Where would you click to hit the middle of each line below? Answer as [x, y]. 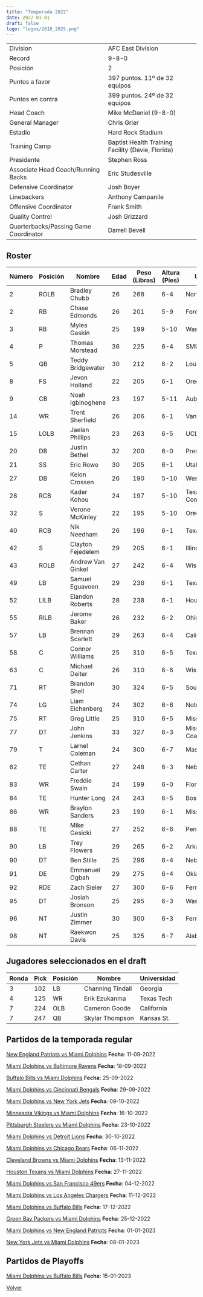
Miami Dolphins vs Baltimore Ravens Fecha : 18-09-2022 [76, 1066]
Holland [81, 385]
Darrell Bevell [127, 230]
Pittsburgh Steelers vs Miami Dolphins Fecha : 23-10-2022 [79, 1124]
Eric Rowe [84, 465]
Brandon [82, 684]
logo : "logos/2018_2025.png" [43, 29]
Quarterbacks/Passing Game [50, 227]
